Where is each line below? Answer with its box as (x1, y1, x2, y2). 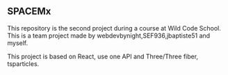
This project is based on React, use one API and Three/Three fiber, (7, 52, 199, 60)
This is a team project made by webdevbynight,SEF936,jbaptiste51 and (7, 31, 211, 40)
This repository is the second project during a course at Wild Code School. (7, 24, 221, 32)
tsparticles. (7, 59, 40, 68)
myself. (7, 38, 28, 47)
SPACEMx (7, 6, 51, 17)
